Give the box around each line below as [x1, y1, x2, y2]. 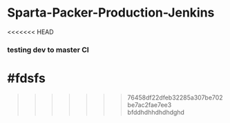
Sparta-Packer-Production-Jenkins [7, 5, 215, 21]
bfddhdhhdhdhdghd [127, 108, 185, 116]
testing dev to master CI [7, 45, 90, 55]
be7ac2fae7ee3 [127, 100, 172, 108]
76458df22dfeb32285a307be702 [127, 93, 223, 102]
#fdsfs [7, 70, 46, 86]
